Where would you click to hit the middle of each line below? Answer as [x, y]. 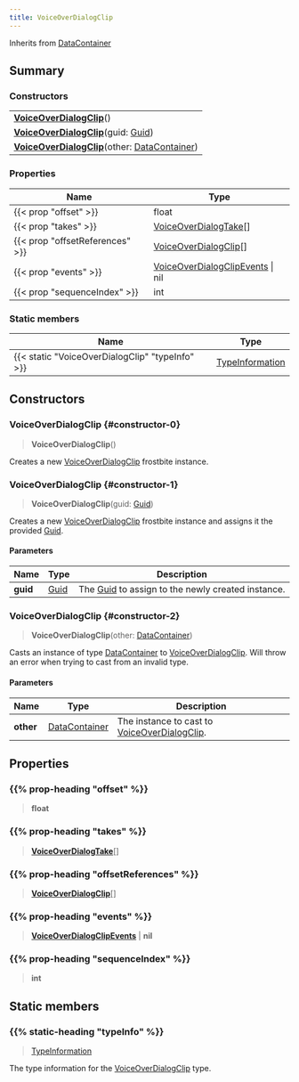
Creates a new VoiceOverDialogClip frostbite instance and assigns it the [141, 521]
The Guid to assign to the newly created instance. [182, 590]
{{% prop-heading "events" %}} [81, 916]
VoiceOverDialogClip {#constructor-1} [94, 484]
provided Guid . [36, 530]
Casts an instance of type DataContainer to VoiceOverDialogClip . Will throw [148, 653]
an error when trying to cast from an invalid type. [99, 662]
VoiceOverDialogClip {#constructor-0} [95, 425]
